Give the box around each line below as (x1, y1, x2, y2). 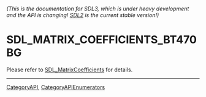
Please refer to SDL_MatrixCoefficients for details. (6, 66, 133, 73)
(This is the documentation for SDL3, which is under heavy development (6, 5, 189, 12)
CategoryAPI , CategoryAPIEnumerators (6, 83, 105, 91)
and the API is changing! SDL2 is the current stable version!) (6, 11, 159, 18)
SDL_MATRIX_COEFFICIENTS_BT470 (6, 32, 197, 46)
